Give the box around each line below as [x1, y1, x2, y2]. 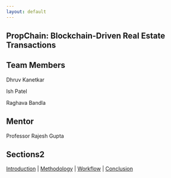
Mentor [6, 117, 34, 127]
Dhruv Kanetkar [6, 76, 45, 83]
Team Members [6, 60, 65, 70]
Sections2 [6, 149, 45, 160]
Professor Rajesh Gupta [6, 132, 64, 139]
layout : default [6, 8, 46, 15]
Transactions [6, 40, 56, 51]
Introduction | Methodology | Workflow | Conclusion [6, 165, 134, 173]
